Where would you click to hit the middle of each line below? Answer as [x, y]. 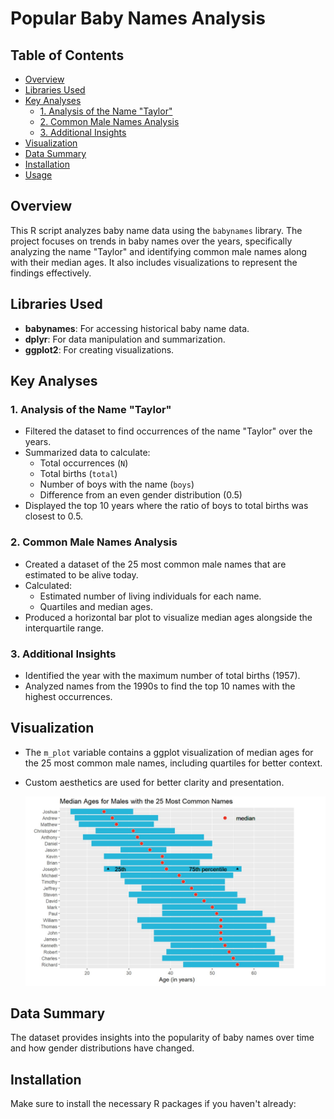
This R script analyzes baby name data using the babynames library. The [156, 230]
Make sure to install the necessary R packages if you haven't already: [153, 1104]
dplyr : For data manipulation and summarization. [125, 339]
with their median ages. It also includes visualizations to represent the [154, 262]
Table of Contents [67, 55]
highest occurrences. [68, 696]
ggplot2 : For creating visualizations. [99, 349]
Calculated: [48, 585]
